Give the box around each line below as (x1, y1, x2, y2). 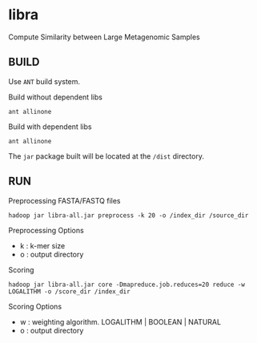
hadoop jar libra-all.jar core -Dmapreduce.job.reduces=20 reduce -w (8, 280, 246, 289)
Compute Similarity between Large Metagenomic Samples (8, 32, 200, 42)
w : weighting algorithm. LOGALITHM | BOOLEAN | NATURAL (19, 317, 222, 326)
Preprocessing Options (8, 225, 84, 235)
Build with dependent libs (8, 122, 92, 131)
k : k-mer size (19, 240, 66, 250)
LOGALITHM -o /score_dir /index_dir (8, 287, 131, 296)
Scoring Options (8, 301, 62, 311)
